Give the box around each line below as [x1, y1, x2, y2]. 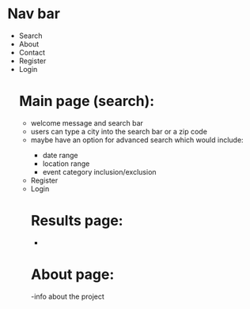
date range [42, 150, 78, 160]
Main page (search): [18, 92, 155, 111]
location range [42, 159, 90, 168]
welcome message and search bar [30, 118, 144, 127]
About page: [30, 266, 115, 283]
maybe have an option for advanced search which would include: [30, 135, 244, 145]
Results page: [30, 212, 123, 230]
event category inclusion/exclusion [42, 167, 157, 176]
